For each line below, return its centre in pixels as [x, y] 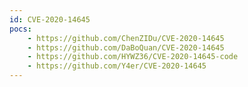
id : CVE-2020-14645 [50, 19]
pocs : [20, 29]
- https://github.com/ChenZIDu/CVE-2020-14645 [126, 38]
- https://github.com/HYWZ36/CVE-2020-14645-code [133, 57]
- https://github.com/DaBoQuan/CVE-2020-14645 [126, 47]
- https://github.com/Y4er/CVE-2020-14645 [117, 66]
